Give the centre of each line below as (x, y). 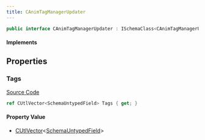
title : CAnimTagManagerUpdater (46, 12)
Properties (27, 61)
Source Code (23, 92)
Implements (22, 43)
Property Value (26, 117)
